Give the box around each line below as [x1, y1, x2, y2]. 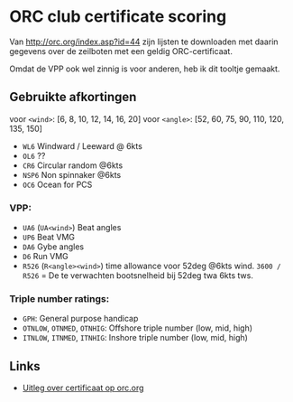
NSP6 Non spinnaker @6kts [22, 169, 122, 180]
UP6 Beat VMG [22, 232, 75, 243]
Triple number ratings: [9, 292, 110, 304]
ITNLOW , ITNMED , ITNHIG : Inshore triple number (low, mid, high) [22, 332, 248, 343]
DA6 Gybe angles [22, 241, 84, 252]
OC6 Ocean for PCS [22, 179, 93, 190]
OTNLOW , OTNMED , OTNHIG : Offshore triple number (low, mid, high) [22, 323, 253, 333]
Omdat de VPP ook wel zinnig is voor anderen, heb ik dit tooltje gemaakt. [9, 63, 280, 74]
